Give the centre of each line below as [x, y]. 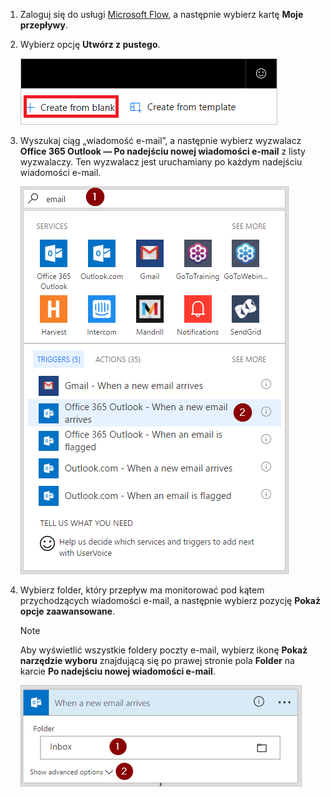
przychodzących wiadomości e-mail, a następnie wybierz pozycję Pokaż [170, 600]
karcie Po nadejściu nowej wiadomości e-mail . [117, 671]
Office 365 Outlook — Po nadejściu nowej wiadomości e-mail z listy [162, 151]
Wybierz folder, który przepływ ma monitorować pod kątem [142, 590]
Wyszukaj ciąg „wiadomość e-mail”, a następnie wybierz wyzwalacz [160, 140]
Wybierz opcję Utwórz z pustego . [90, 44]
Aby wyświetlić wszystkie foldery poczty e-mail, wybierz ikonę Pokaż [163, 650]
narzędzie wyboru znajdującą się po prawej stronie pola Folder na [157, 660]
